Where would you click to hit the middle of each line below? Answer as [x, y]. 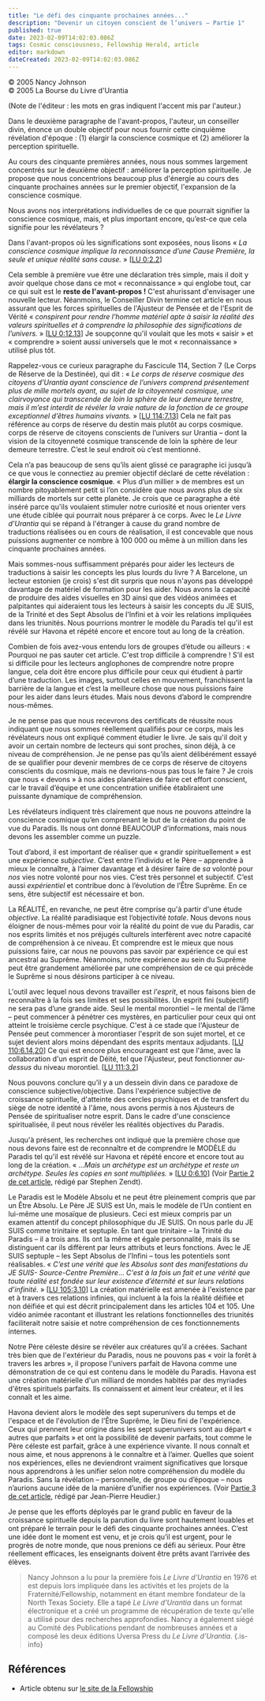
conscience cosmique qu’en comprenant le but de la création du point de [127, 819]
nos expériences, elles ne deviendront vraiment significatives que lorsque [128, 1462]
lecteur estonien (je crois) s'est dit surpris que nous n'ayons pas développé [131, 581]
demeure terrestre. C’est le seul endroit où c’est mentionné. [105, 449]
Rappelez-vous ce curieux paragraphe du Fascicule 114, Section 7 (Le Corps [132, 365]
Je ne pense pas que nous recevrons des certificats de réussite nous [121, 721]
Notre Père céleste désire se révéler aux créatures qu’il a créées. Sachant [128, 1346]
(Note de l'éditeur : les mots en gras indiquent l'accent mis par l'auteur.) [125, 105]
